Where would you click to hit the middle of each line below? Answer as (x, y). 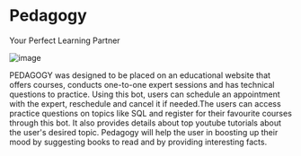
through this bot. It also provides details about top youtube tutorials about (145, 123)
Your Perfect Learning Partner (65, 40)
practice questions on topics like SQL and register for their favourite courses (150, 113)
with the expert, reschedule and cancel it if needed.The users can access (145, 103)
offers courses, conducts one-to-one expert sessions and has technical (142, 84)
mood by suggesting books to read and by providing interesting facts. (138, 142)
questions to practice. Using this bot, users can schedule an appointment (145, 94)
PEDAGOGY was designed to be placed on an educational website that (140, 75)
